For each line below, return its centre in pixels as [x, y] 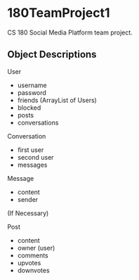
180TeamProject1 [59, 13]
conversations [38, 122]
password [32, 92]
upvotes [29, 262]
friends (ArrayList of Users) [57, 100]
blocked [29, 108]
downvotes [34, 270]
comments [33, 255]
